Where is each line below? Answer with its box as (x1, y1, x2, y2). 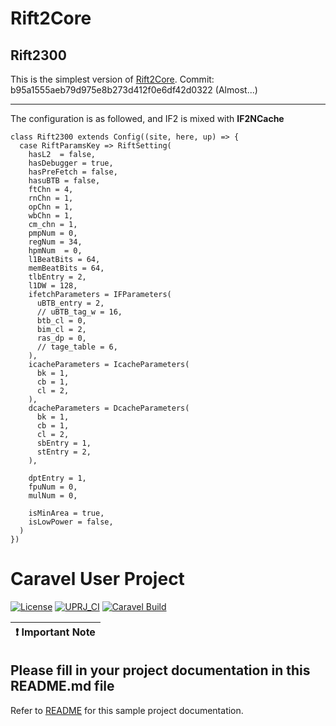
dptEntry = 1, (28, 473, 87, 483)
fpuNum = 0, (28, 482, 78, 492)
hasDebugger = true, (28, 158, 114, 168)
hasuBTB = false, (28, 176, 101, 186)
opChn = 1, (28, 202, 74, 212)
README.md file (10, 678, 115, 695)
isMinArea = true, (28, 508, 105, 518)
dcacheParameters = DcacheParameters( (28, 403, 190, 413)
